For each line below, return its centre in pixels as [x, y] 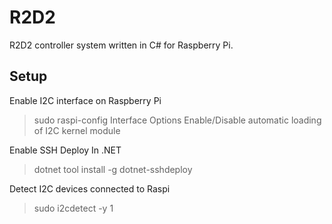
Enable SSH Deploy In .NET [65, 150]
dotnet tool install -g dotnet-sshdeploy [113, 169]
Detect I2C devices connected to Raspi [90, 188]
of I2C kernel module [77, 130]
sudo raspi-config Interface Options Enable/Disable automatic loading [177, 120]
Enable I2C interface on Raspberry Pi [85, 100]
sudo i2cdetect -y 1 [73, 208]
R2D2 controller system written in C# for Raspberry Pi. [121, 45]
